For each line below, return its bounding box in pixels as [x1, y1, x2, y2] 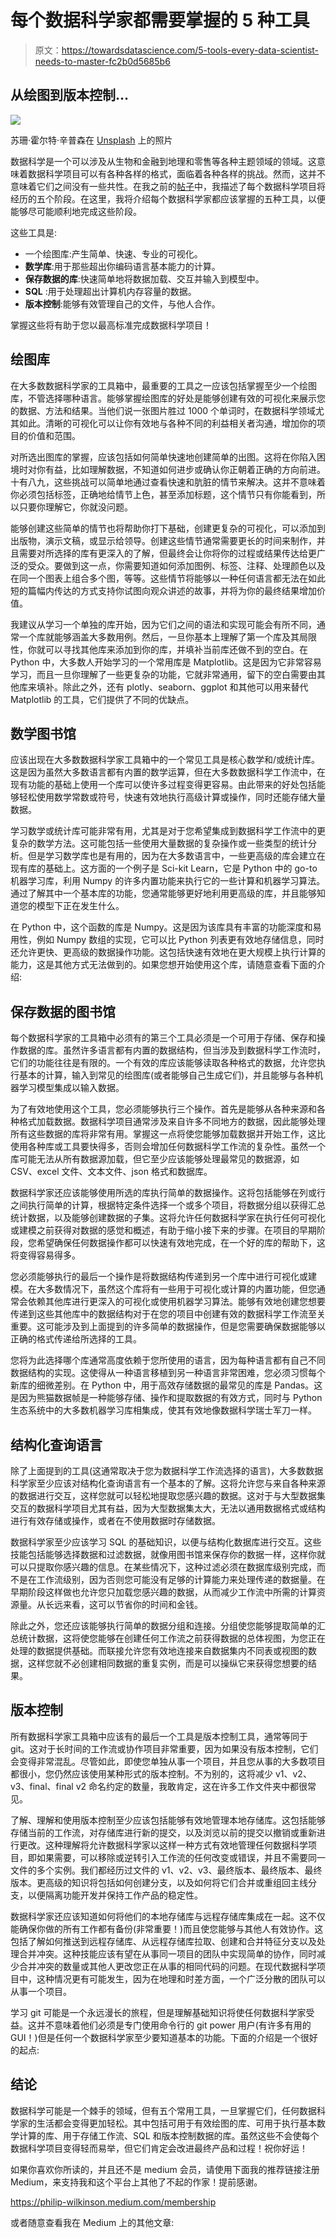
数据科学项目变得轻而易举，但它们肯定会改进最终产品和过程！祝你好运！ [10, 2142, 308, 2154]
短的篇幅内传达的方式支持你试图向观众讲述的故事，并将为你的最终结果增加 [10, 584, 317, 596]
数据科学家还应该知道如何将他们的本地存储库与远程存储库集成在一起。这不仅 [10, 1910, 326, 1922]
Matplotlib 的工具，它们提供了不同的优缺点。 [10, 693, 195, 705]
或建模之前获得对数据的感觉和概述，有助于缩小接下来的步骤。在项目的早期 [10, 1224, 317, 1236]
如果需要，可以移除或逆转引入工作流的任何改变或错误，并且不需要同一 [36, 1851, 326, 1863]
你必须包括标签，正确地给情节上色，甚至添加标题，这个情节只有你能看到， [10, 488, 317, 500]
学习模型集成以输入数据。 [18, 1082, 125, 1094]
